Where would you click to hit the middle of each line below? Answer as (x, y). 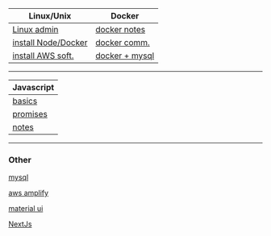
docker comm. (123, 42)
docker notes (121, 29)
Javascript (33, 87)
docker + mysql (125, 56)
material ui (26, 209)
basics (25, 101)
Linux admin (35, 29)
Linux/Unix (50, 16)
